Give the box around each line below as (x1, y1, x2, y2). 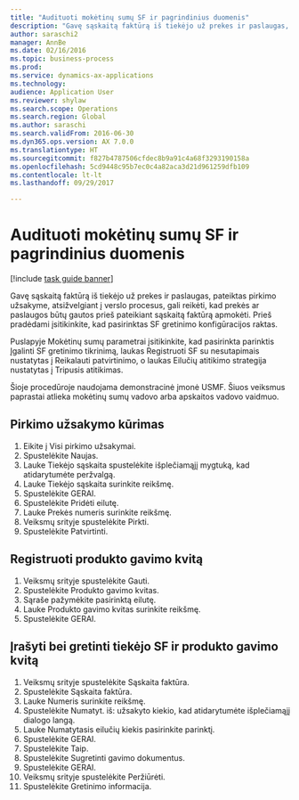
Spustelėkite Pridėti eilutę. (22, 497, 119, 508)
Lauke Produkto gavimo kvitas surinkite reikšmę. (22, 603, 201, 615)
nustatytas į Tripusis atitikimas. (10, 364, 124, 375)
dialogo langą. (22, 714, 76, 725)
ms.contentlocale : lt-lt (10, 170, 102, 179)
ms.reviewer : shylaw (10, 95, 87, 105)
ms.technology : (10, 79, 67, 88)
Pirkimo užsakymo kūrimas (10, 417, 165, 432)
